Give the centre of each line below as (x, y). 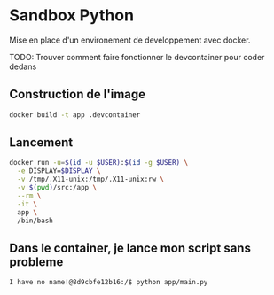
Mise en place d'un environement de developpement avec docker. (130, 40)
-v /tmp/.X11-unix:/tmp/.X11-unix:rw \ (91, 179)
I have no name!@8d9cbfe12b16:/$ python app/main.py (109, 283)
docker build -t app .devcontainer (75, 115)
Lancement (41, 143)
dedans (23, 66)
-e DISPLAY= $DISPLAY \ (59, 171)
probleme (36, 262)
